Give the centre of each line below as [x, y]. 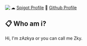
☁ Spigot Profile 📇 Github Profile [44, 8]
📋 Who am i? [26, 24]
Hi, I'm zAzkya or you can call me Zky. [44, 38]
